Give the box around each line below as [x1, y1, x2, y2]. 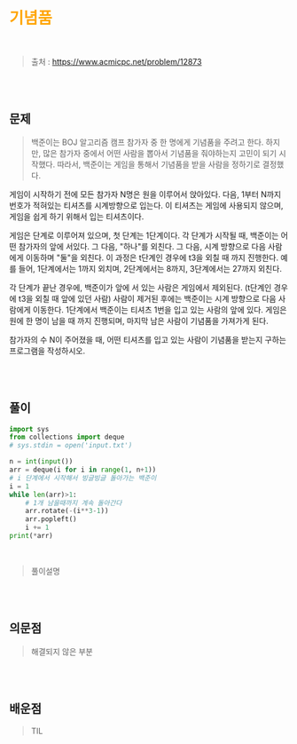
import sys [9, 424, 50, 433]
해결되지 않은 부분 [30, 645, 93, 657]
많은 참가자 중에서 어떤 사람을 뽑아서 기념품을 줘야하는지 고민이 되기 [43, 147, 277, 158]
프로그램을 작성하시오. [9, 345, 86, 356]
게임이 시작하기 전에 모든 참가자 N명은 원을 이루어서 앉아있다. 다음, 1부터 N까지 [9, 188, 282, 200]
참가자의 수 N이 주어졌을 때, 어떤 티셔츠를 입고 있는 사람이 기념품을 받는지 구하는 [9, 334, 286, 344]
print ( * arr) [9, 532, 53, 541]
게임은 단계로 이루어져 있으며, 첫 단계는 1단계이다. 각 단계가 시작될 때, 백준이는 [9, 230, 279, 241]
